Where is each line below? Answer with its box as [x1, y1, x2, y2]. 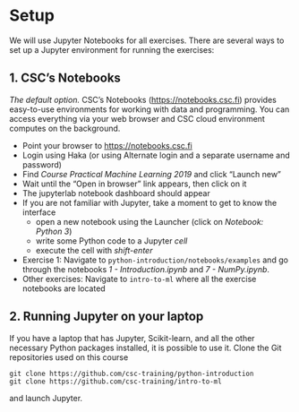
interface [21, 207, 56, 218]
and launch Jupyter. [9, 392, 83, 403]
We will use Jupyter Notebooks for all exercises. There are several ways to [9, 35, 285, 46]
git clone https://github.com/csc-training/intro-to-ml [9, 377, 222, 386]
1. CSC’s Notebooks [9, 71, 121, 86]
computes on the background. [9, 123, 121, 133]
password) [21, 159, 63, 170]
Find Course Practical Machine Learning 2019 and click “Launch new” [21, 168, 282, 179]
